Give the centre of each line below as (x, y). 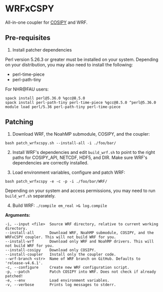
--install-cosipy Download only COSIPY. (51, 250)
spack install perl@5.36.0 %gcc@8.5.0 (45, 98)
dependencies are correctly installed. (50, 163)
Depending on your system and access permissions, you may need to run (80, 191)
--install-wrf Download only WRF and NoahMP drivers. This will (80, 241)
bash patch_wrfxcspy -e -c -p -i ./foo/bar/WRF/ (56, 181)
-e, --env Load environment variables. (57, 280)
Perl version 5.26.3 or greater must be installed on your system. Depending (82, 59)
